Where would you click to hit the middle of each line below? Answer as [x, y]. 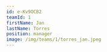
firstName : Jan [25, 23]
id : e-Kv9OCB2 [24, 12]
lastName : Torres [28, 28]
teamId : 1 [19, 17]
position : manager [29, 34]
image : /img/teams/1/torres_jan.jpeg [54, 39]
